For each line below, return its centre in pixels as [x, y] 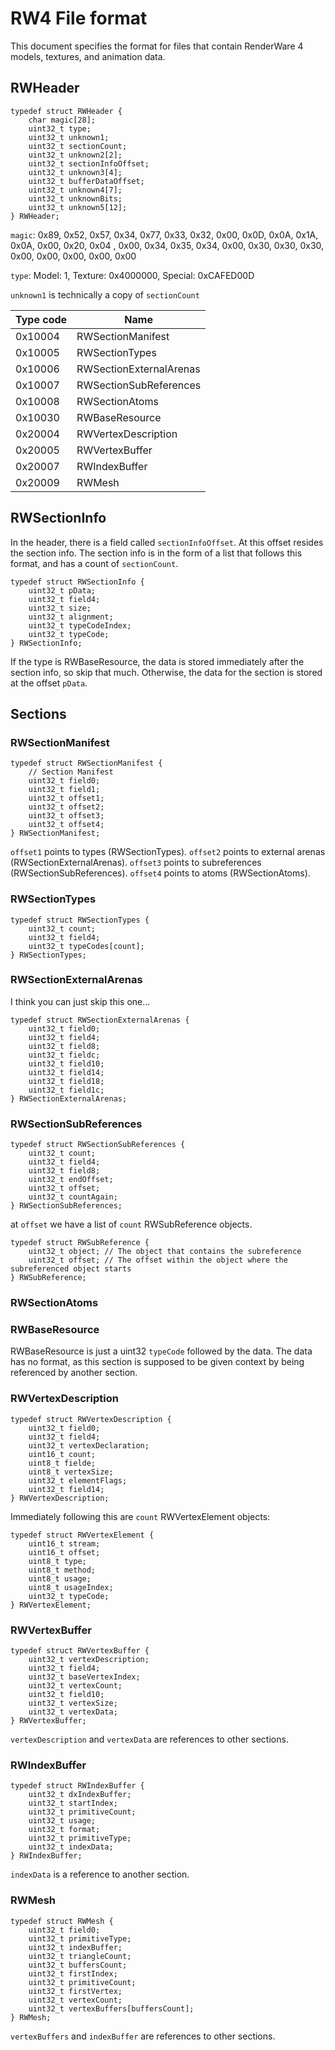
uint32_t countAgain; [73, 1197]
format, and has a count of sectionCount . [94, 563]
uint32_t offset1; [66, 798]
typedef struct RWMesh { [62, 1921]
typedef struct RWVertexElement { [82, 1535]
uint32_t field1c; [66, 1090]
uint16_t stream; [64, 1543]
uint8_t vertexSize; [71, 1472]
